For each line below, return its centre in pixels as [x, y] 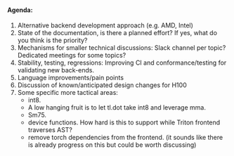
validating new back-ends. [56, 70]
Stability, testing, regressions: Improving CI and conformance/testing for [122, 63]
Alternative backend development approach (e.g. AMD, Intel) [105, 25]
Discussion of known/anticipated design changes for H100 [102, 85]
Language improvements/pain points [71, 78]
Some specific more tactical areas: [67, 93]
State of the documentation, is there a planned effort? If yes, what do [117, 33]
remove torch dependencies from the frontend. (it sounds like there [125, 138]
